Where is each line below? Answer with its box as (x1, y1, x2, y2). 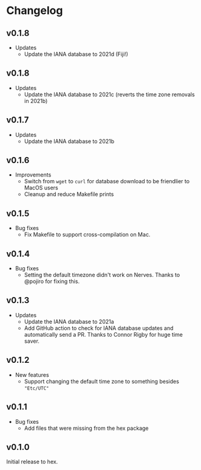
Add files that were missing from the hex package (24, 424, 149, 432)
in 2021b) (24, 97, 48, 104)
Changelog (6, 4, 63, 18)
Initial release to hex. (6, 458, 58, 466)
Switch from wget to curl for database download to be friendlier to (24, 178, 190, 185)
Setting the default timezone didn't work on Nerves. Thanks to (24, 272, 180, 279)
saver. (24, 337, 39, 345)
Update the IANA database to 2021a (24, 318, 114, 325)
